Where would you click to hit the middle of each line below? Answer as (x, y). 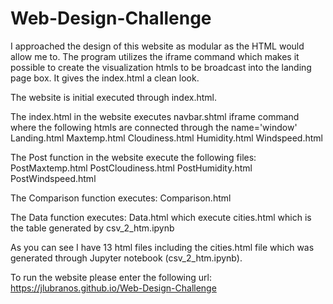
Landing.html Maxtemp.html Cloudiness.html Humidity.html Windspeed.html (166, 138)
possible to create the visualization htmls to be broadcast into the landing (161, 67)
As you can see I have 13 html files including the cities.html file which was (162, 247)
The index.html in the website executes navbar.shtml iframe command (155, 116)
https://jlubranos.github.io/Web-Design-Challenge (113, 288)
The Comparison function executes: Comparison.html (121, 198)
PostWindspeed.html (53, 178)
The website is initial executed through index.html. (114, 97)
